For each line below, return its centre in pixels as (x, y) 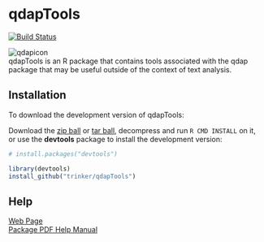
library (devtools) (39, 169)
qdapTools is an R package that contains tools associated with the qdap (128, 61)
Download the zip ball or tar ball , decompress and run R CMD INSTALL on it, (132, 130)
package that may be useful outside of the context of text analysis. (120, 69)
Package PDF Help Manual (53, 230)
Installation (37, 95)
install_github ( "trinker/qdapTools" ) (72, 176)
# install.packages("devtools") (63, 154)
